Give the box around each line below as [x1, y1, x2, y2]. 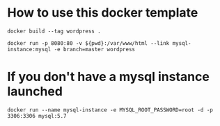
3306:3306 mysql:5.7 [7, 112, 68, 119]
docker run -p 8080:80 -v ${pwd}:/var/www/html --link [7, 39, 170, 46]
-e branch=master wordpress [54, 46, 136, 53]
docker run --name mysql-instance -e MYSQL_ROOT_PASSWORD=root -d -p [7, 106, 214, 114]
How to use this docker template [7, 5, 198, 21]
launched [7, 84, 63, 100]
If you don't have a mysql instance [7, 69, 210, 84]
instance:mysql [7, 46, 52, 53]
